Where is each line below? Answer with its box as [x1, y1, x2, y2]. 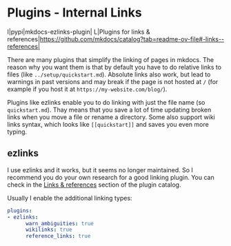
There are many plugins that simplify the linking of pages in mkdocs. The [7, 55, 214, 63]
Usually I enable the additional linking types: [7, 194, 132, 202]
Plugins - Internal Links [7, 5, 143, 21]
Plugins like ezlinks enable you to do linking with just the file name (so [7, 98, 205, 106]
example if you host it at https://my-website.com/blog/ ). [7, 85, 168, 93]
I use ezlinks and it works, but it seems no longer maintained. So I [7, 165, 193, 174]
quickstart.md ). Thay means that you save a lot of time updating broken [7, 105, 212, 114]
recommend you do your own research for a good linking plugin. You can [7, 173, 215, 181]
